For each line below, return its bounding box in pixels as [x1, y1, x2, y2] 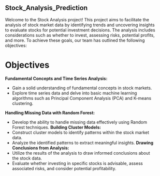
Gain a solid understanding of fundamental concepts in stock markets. [12, 85, 152, 91]
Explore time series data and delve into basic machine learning [12, 90, 137, 96]
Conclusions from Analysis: [12, 145, 69, 151]
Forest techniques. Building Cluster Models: [12, 124, 102, 130]
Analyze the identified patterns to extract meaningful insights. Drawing [12, 140, 154, 145]
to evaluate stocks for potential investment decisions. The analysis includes [5, 27, 156, 33]
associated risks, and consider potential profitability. [12, 165, 116, 171]
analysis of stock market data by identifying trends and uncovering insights [5, 22, 155, 28]
